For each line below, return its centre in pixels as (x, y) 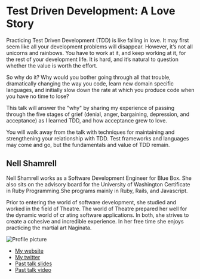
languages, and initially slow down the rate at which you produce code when (100, 90)
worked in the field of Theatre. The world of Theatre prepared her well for (97, 209)
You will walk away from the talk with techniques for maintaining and (90, 132)
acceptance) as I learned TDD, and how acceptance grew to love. (87, 120)
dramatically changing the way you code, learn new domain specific (90, 83)
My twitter (27, 257)
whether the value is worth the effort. (52, 65)
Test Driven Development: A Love (91, 11)
